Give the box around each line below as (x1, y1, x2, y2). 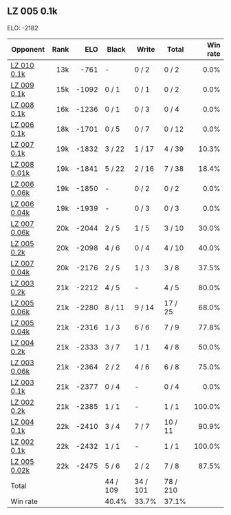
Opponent (11, 44, 45, 54)
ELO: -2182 (7, 23, 39, 32)
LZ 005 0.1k (7, 6, 58, 17)
